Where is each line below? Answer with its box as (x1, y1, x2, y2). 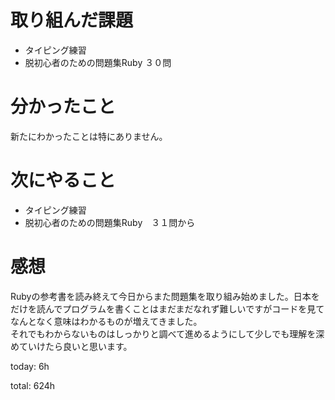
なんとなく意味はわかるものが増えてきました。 (10, 315, 203, 327)
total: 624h (10, 379, 56, 391)
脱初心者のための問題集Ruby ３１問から (24, 216, 196, 228)
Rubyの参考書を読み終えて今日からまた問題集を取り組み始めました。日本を (10, 290, 320, 302)
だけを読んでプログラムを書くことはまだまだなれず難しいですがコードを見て (10, 302, 325, 315)
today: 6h (10, 360, 50, 372)
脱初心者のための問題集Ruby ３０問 (24, 56, 172, 68)
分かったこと (10, 96, 117, 118)
